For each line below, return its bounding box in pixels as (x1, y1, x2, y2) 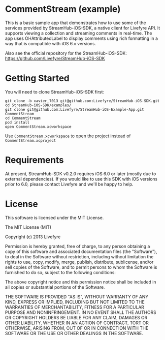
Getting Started (5, 73, 70, 84)
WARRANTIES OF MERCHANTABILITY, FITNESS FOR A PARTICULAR (5, 304, 144, 310)
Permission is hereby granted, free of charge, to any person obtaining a (5, 243, 150, 249)
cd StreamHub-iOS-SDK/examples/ (5, 102, 71, 108)
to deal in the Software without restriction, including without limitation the (5, 253, 154, 259)
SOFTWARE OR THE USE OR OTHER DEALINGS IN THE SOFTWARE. (5, 330, 143, 336)
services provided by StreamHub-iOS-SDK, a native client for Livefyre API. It (5, 25, 160, 31)
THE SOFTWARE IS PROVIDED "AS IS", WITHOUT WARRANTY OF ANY (5, 294, 149, 300)
